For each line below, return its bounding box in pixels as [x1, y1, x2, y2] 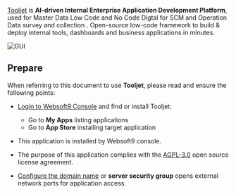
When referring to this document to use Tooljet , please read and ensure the [7, 81, 227, 89]
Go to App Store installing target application [27, 123, 156, 131]
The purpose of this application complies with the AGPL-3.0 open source [17, 150, 229, 159]
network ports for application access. [17, 179, 127, 187]
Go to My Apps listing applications [27, 115, 129, 124]
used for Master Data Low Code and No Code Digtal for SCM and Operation [7, 13, 228, 22]
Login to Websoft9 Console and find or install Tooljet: [17, 102, 172, 110]
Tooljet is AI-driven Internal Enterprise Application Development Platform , [7, 6, 228, 14]
